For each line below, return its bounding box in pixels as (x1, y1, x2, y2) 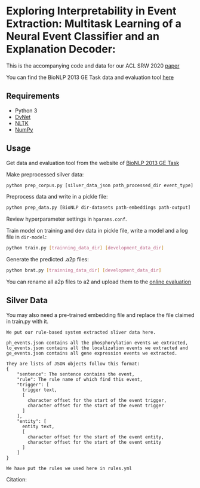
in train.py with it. (6, 318, 49, 325)
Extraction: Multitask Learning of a (6, 17, 182, 30)
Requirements (6, 91, 60, 101)
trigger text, (21, 387, 58, 393)
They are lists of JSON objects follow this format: (6, 361, 140, 367)
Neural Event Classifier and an (6, 30, 160, 43)
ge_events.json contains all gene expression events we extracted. (6, 350, 178, 356)
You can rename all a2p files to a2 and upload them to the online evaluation (6, 278, 192, 285)
